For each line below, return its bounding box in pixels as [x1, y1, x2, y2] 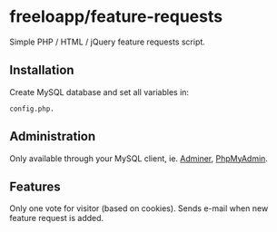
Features [9, 179, 61, 194]
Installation [9, 63, 74, 78]
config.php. [9, 104, 54, 113]
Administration [9, 129, 96, 144]
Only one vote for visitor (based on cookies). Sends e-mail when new [9, 203, 269, 214]
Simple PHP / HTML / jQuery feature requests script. [9, 36, 206, 47]
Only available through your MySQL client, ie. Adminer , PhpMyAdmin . [9, 152, 268, 164]
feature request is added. [9, 213, 104, 224]
